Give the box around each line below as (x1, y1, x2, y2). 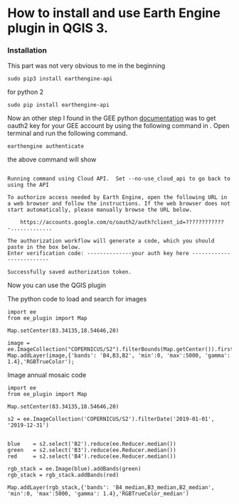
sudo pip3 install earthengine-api (7, 75, 113, 82)
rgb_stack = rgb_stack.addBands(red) (7, 471, 119, 479)
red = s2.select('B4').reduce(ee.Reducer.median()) (7, 453, 176, 460)
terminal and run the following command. (7, 129, 128, 138)
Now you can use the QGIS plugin (7, 281, 107, 289)
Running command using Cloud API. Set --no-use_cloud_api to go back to (7, 176, 231, 183)
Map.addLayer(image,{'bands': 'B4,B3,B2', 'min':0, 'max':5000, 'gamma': (7, 352, 231, 360)
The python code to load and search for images (7, 295, 147, 304)
